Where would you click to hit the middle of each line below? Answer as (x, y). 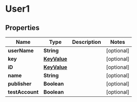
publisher (20, 84)
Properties (22, 28)
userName (21, 50)
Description (87, 42)
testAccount (23, 92)
